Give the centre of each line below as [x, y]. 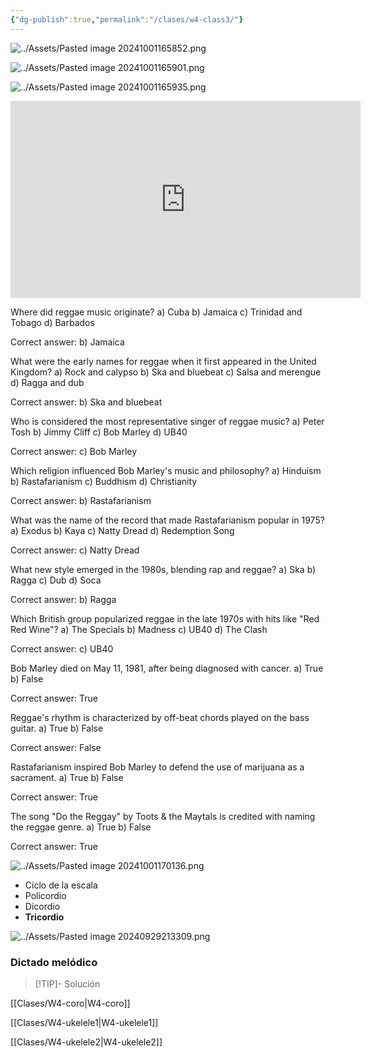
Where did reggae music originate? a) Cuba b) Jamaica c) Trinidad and [156, 312]
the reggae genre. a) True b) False [81, 827]
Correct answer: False [56, 747]
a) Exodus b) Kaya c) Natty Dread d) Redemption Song [122, 530]
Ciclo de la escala [61, 885]
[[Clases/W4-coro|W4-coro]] [70, 1003]
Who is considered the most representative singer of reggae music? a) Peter [167, 421]
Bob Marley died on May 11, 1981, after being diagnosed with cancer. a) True [167, 668]
